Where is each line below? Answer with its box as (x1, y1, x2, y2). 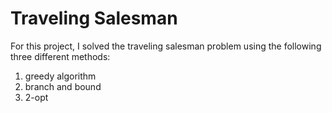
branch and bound (24, 80, 102, 92)
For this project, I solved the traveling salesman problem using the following (10, 40, 322, 52)
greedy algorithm (24, 70, 97, 82)
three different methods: (10, 50, 111, 62)
